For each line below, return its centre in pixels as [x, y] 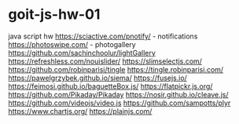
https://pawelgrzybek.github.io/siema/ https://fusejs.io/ [97, 78]
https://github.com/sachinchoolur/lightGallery [82, 53]
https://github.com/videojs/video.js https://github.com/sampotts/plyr [119, 103]
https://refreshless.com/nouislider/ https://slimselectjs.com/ [105, 61]
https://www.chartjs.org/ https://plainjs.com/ [80, 111]
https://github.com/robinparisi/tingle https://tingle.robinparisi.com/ [116, 69]
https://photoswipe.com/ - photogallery [72, 44]
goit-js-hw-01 [54, 15]
